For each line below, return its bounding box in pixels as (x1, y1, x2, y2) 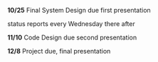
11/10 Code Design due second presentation (7, 33, 137, 42)
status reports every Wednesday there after (7, 20, 135, 27)
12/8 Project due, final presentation (7, 47, 111, 55)
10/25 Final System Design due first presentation (7, 6, 151, 14)
